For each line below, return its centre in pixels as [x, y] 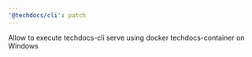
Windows [24, 46]
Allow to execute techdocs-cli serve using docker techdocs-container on [127, 37]
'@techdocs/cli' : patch [47, 15]
